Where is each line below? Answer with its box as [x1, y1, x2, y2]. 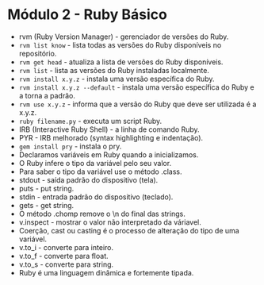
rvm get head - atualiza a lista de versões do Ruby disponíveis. [18, 57, 224, 67]
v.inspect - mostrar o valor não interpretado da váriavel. [18, 217, 201, 227]
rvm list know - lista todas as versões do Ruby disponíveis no [18, 40, 222, 49]
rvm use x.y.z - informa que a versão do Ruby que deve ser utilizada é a [18, 99, 257, 109]
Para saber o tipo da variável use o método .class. [18, 167, 183, 176]
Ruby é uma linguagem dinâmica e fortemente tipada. [18, 268, 194, 277]
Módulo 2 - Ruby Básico [7, 6, 167, 24]
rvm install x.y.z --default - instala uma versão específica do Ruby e [18, 82, 254, 92]
